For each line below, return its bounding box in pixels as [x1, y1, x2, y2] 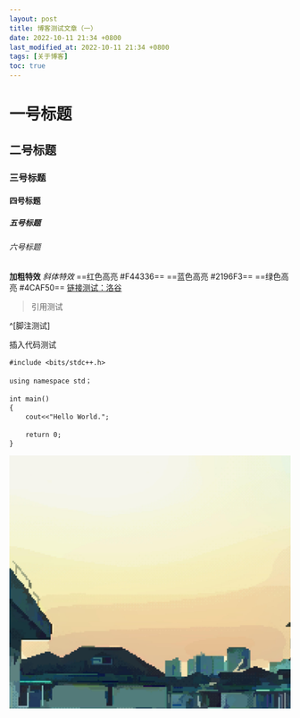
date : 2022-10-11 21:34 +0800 [9, 33, 122, 42]
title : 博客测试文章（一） [9, 23, 98, 33]
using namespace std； [9, 376, 92, 385]
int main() [9, 394, 50, 403]
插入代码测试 [9, 339, 56, 350]
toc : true [9, 62, 46, 71]
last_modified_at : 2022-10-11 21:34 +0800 [9, 43, 170, 52]
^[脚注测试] [9, 320, 51, 331]
